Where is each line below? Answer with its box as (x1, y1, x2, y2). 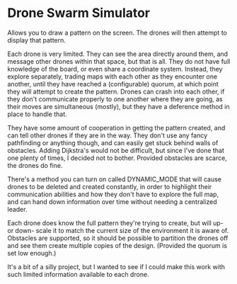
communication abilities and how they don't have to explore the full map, (7, 190, 219, 198)
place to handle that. (7, 110, 67, 118)
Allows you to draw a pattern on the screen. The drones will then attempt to (7, 28, 228, 37)
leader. (7, 205, 28, 213)
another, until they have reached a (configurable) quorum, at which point (7, 79, 219, 88)
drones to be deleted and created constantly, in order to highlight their (7, 182, 212, 191)
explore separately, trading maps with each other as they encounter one (7, 72, 218, 81)
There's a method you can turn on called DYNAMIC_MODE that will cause (7, 175, 221, 183)
